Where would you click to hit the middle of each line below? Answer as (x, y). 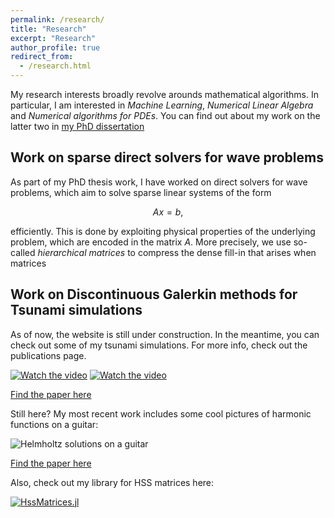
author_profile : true (55, 47)
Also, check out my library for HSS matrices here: (112, 482)
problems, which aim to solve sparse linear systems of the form (141, 192)
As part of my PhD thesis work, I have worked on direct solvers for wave (159, 182)
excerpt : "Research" (53, 38)
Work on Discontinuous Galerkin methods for (154, 294)
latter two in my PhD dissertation (77, 126)
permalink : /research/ (57, 19)
